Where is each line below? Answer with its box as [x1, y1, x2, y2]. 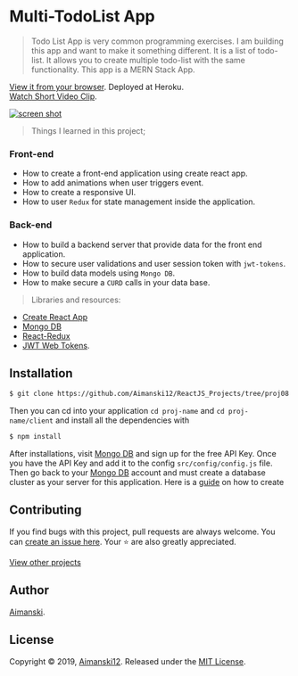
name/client [9, 416, 54, 425]
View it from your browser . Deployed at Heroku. [9, 81, 185, 92]
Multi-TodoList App [9, 6, 155, 27]
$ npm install [9, 433, 62, 441]
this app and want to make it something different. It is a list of [30, 45, 256, 55]
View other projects [9, 556, 82, 567]
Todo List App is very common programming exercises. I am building [30, 36, 284, 46]
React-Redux [21, 330, 70, 341]
